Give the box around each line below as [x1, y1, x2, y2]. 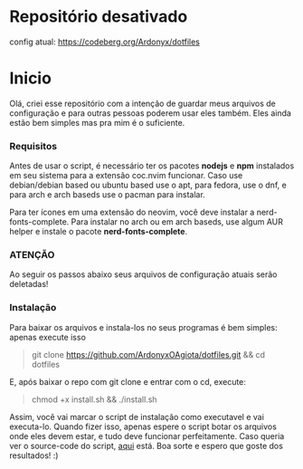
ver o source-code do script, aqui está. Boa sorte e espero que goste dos [9, 440, 283, 451]
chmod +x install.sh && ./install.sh [31, 394, 157, 405]
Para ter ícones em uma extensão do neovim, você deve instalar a [9, 206, 255, 218]
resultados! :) [9, 450, 59, 461]
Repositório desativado [9, 6, 188, 27]
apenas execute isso [9, 331, 86, 342]
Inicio [9, 68, 52, 89]
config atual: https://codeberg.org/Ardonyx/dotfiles [9, 36, 201, 47]
